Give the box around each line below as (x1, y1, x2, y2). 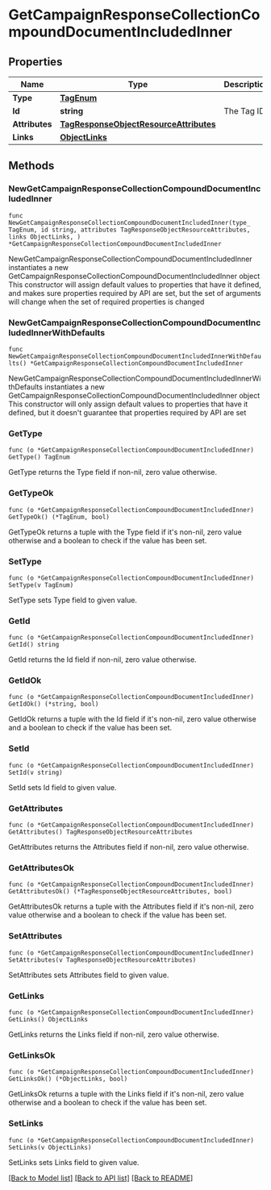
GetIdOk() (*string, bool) (8, 700, 99, 709)
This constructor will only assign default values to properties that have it (8, 399, 248, 409)
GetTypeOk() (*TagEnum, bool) (8, 513, 110, 521)
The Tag (223, 106, 256, 116)
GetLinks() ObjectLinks (8, 1015, 89, 1023)
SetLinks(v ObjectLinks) (8, 1143, 92, 1151)
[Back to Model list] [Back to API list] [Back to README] (8, 1173, 194, 1183)
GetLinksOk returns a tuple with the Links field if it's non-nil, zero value (8, 1089, 244, 1099)
